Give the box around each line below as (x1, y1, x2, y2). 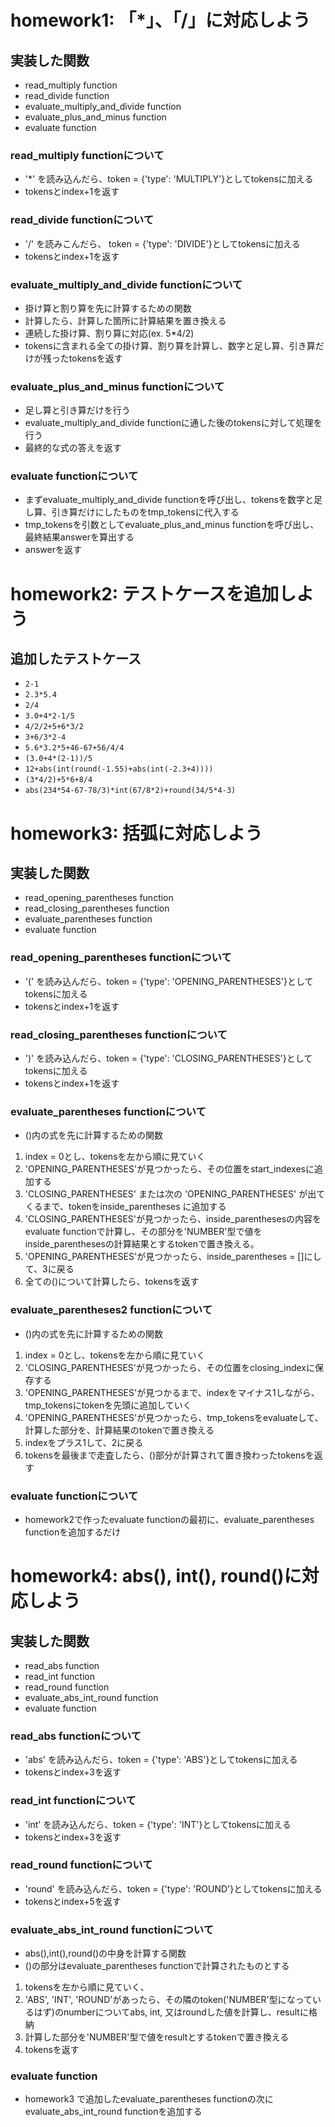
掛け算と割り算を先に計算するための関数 (24, 302, 192, 314)
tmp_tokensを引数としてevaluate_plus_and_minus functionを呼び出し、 (24, 519, 320, 531)
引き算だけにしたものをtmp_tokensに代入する (51, 506, 240, 518)
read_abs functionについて (10, 1729, 142, 1743)
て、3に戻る (24, 1263, 75, 1275)
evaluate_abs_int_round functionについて (10, 1922, 214, 1936)
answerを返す (24, 544, 82, 556)
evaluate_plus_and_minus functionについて (10, 379, 225, 393)
